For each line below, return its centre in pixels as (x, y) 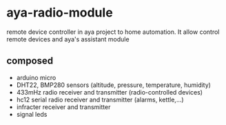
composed (30, 61)
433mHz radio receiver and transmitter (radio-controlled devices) (110, 92)
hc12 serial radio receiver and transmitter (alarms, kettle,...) (100, 99)
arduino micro (36, 77)
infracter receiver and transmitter (63, 107)
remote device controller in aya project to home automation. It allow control (113, 32)
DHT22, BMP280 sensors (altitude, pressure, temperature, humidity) (114, 85)
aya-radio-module (60, 13)
